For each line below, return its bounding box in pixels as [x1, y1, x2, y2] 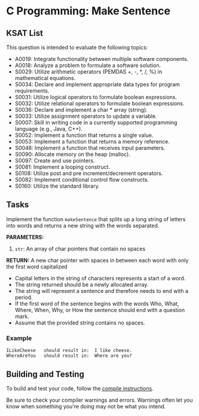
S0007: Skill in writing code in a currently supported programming [14, 119, 177, 126]
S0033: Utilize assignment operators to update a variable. [14, 112, 157, 120]
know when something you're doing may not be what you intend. [6, 402, 166, 410]
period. [14, 293, 33, 301]
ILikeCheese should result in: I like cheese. [6, 348, 133, 354]
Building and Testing [6, 369, 85, 379]
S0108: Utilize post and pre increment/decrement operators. [14, 170, 163, 177]
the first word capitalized [6, 263, 68, 270]
